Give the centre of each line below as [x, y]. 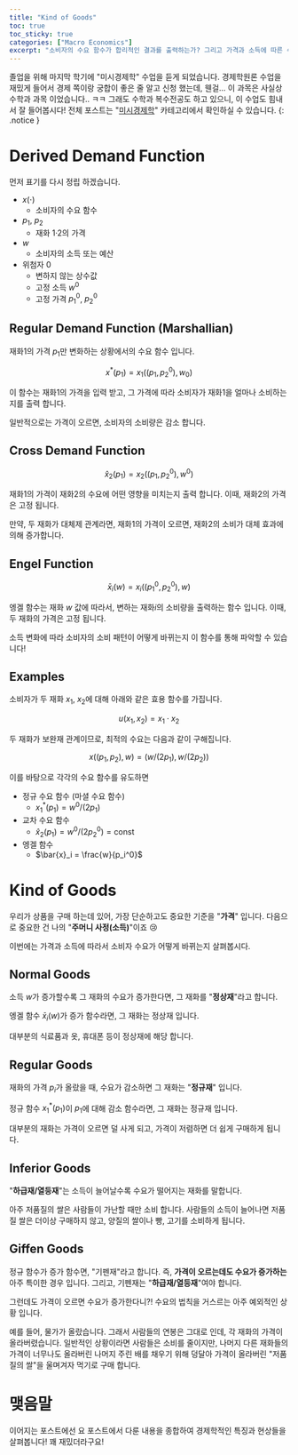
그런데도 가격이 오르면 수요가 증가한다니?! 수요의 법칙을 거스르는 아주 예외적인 [144, 1301]
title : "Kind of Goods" [53, 17]
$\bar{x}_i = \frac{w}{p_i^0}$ [89, 854]
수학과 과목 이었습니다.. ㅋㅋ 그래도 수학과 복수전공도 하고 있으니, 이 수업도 [138, 100]
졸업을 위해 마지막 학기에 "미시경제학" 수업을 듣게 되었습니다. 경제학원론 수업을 [145, 77]
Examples [37, 676]
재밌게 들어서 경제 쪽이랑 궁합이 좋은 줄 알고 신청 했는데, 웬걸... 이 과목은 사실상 [146, 88]
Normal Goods [50, 975]
